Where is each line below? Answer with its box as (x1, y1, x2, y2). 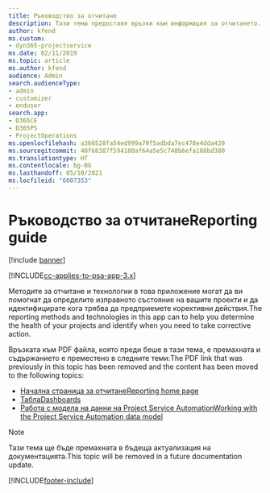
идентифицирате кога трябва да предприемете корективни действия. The (8, 303, 263, 313)
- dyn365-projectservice (8, 42, 92, 50)
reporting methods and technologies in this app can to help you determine (8, 312, 255, 321)
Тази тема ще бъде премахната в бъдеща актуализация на (8, 442, 211, 452)
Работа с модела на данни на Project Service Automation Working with (19, 403, 258, 412)
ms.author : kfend (8, 64, 67, 72)
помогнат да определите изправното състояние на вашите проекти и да (8, 295, 259, 304)
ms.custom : (8, 34, 45, 43)
